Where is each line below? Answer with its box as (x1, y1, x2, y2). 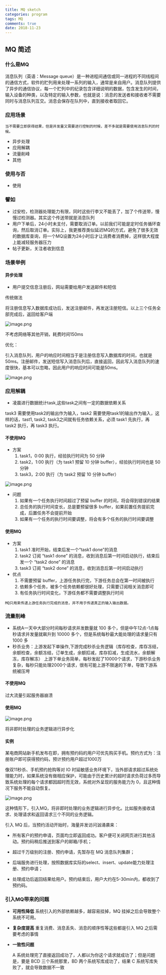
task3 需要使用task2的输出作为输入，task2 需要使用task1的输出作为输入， (5, 410, 156, 416)
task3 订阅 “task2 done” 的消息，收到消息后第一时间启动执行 (19, 565, 144, 571)
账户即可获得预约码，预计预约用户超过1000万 (9, 756, 102, 762)
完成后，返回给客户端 (9, 311, 53, 317)
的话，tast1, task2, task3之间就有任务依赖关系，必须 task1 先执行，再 (9, 417, 150, 423)
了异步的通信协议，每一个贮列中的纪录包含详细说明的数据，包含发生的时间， (5, 85, 161, 91)
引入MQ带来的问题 (5, 896, 49, 903)
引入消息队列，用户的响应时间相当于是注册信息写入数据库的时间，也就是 (5, 352, 152, 358)
